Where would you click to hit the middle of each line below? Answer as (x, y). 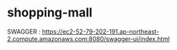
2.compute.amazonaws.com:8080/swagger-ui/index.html (88, 38)
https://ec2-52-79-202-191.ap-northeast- (101, 32)
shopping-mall (50, 13)
